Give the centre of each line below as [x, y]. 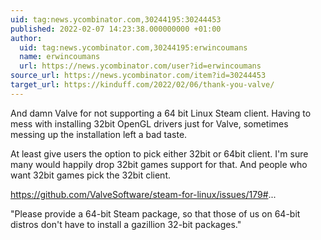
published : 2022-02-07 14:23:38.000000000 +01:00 [116, 29]
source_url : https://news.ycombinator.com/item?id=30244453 [138, 76]
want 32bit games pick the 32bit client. [91, 175]
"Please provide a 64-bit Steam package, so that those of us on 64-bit [155, 213]
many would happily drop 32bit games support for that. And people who [159, 164]
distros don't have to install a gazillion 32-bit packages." [126, 224]
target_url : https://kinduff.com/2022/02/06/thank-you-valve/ [142, 85]
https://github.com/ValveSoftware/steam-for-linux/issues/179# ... [143, 194]
